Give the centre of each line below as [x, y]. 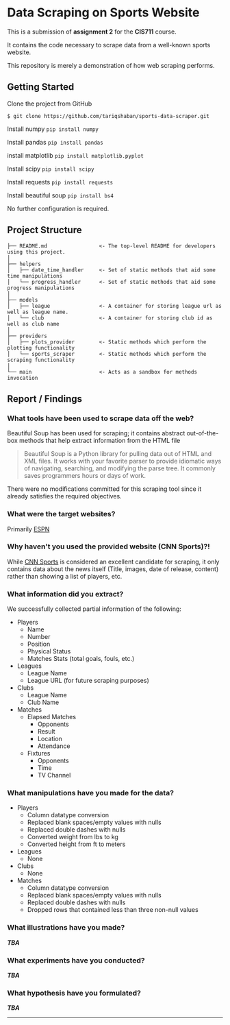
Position [39, 644]
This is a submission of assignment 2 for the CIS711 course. [92, 32]
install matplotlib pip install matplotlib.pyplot [75, 155]
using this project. [37, 252]
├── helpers [24, 264]
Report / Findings [45, 399]
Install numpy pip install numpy [53, 129]
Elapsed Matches [52, 717]
